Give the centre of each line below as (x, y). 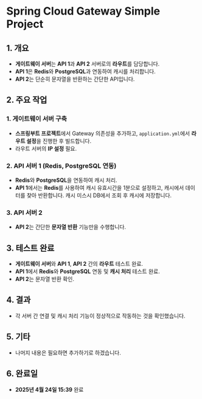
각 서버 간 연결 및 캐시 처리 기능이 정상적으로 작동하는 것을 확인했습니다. (100, 316)
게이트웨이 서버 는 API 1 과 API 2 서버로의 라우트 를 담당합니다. (87, 64)
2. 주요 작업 (27, 100)
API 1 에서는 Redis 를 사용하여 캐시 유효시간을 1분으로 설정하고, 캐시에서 (99, 187)
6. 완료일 (22, 374)
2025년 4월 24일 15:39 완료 (49, 389)
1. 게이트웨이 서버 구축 (37, 119)
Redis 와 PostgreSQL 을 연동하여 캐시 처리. (66, 180)
